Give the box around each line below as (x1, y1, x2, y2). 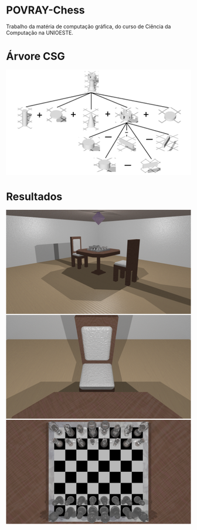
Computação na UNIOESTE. (6, 29, 73, 36)
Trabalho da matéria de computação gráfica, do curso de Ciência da (6, 23, 171, 30)
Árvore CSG (6, 50, 66, 63)
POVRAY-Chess (6, 4, 85, 17)
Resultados (6, 190, 63, 203)
